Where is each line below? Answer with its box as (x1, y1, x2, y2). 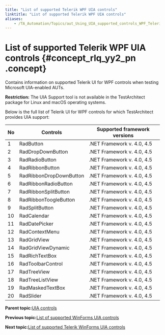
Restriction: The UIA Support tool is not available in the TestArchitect (5, 94, 145, 100)
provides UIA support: (5, 114, 50, 120)
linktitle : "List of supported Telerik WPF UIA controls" (5, 12, 126, 17)
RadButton (19, 140, 44, 147)
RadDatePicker (19, 220, 54, 227)
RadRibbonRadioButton (19, 180, 73, 187)
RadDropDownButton (19, 148, 68, 155)
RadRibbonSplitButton (19, 188, 70, 195)
